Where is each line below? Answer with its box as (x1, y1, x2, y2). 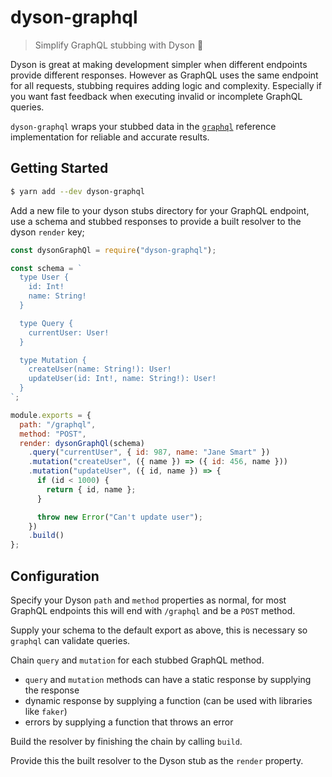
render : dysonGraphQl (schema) (19, 438, 145, 448)
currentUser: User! (28, 327, 110, 338)
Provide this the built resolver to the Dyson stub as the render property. (10, 754, 304, 766)
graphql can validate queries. (10, 634, 131, 646)
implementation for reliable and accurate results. (10, 131, 210, 143)
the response (24, 684, 80, 696)
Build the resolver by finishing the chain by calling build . (10, 735, 243, 747)
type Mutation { (19, 355, 87, 365)
